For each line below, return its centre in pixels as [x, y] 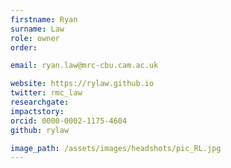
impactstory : [37, 111]
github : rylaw [40, 130]
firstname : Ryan [44, 19]
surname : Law [37, 29]
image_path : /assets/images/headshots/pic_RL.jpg [116, 148]
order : [24, 47]
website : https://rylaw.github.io [82, 84]
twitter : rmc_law [46, 93]
